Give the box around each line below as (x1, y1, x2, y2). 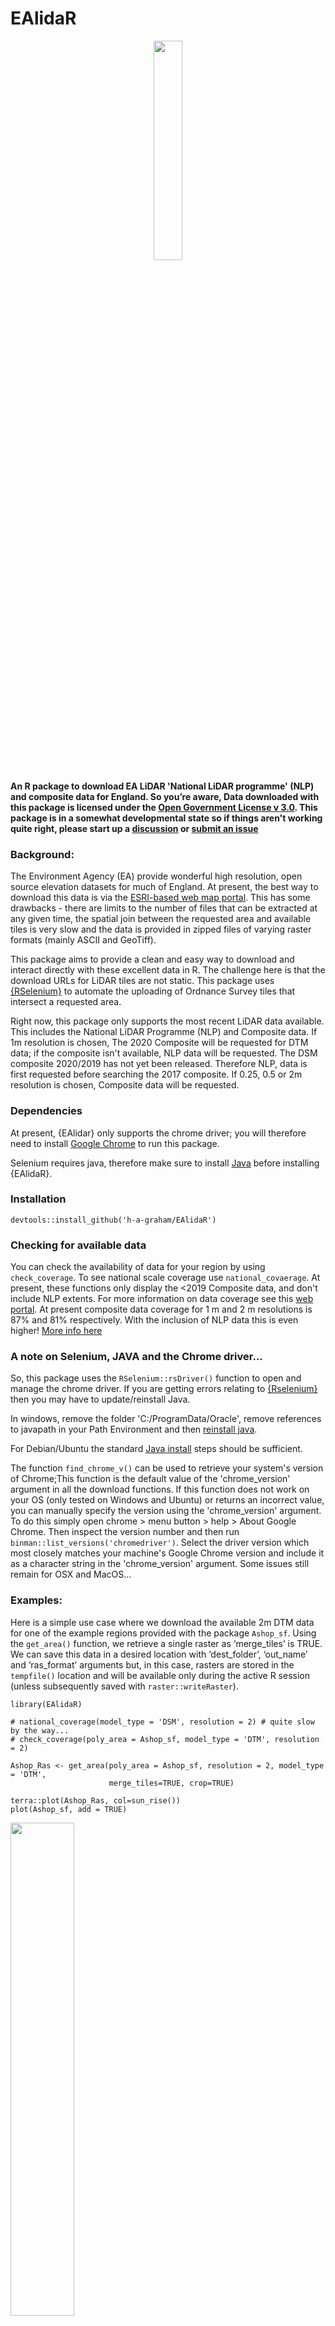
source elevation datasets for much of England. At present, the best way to (10, 881, 319, 893)
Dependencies (10, 1104, 83, 1118)
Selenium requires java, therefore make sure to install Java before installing (10, 1157, 320, 1169)
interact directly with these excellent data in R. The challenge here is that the (10, 964, 326, 976)
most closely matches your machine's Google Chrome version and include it (10, 1547, 325, 1559)
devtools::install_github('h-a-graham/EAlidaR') (10, 1215, 217, 1225)
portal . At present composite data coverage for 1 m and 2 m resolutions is (10, 1303, 313, 1316)
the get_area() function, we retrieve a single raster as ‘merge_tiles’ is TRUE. (10, 1637, 323, 1649)
